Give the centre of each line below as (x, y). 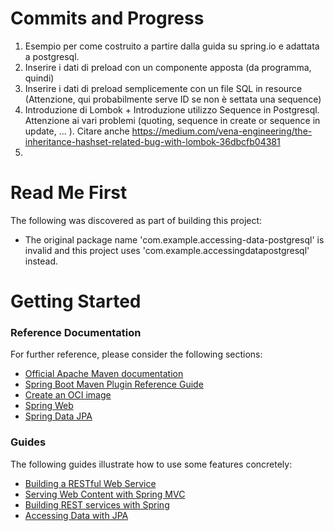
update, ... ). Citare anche (77, 131)
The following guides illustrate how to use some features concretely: (151, 464)
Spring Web (49, 406)
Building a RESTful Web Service (90, 483)
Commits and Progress (107, 18)
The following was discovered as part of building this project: (136, 220)
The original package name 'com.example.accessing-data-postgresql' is (174, 239)
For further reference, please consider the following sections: (136, 354)
